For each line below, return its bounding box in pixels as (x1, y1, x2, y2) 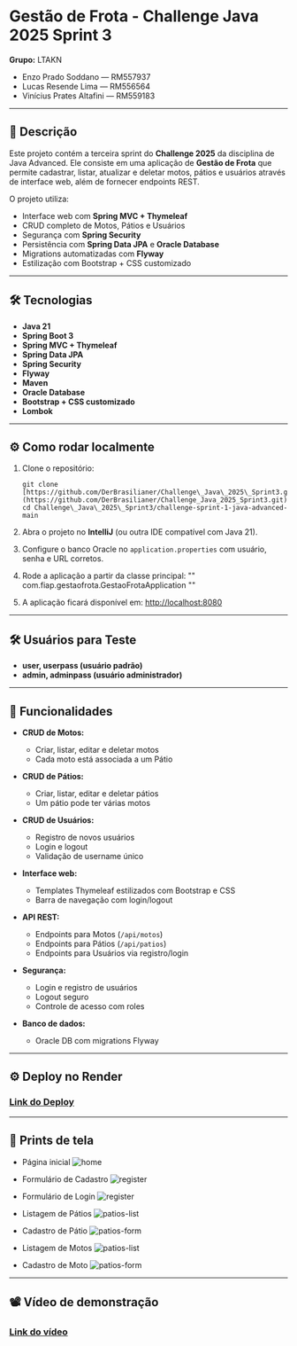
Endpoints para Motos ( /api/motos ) (34, 929, 164, 939)
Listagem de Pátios (21, 1208, 93, 1218)
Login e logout (34, 841, 88, 852)
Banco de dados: (21, 1018, 86, 1029)
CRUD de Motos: (21, 727, 85, 738)
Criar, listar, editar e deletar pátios (34, 788, 159, 799)
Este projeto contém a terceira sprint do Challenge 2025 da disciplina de (9, 148, 276, 159)
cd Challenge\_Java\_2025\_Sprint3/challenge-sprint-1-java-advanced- (21, 504, 288, 513)
